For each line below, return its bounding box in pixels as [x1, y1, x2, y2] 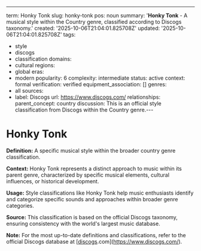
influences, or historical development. [6, 177, 99, 185]
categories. [6, 202, 34, 209]
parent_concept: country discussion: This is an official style [14, 100, 162, 107]
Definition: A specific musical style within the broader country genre [6, 147, 176, 154]
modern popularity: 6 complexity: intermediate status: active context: [14, 74, 185, 81]
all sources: [14, 87, 44, 94]
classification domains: [14, 55, 72, 62]
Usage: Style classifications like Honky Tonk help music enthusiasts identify [6, 189, 194, 196]
